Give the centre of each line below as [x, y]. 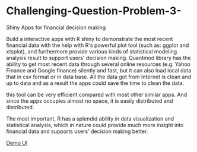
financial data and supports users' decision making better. [77, 131]
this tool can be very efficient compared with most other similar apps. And [97, 94]
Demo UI [17, 142]
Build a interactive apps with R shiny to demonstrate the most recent [90, 39]
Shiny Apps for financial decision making [56, 27]
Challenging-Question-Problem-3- [94, 11]
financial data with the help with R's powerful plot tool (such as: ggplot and [98, 45]
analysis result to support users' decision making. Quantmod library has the [99, 58]
